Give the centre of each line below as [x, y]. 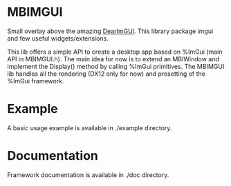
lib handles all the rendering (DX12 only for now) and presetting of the [107, 74]
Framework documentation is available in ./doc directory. [88, 175]
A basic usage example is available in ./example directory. [90, 127]
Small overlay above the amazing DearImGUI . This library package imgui [110, 31]
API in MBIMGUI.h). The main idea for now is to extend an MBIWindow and [113, 59]
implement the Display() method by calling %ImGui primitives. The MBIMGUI [116, 66]
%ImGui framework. [36, 81]
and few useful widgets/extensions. [58, 38]
